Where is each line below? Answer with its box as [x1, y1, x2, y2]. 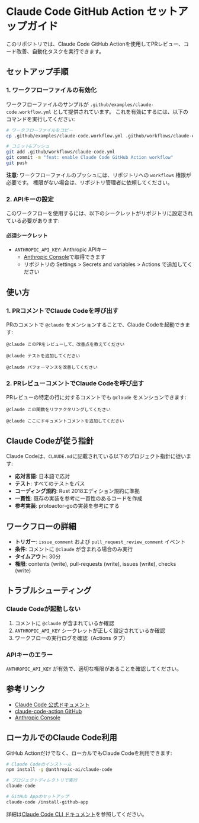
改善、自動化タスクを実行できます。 [16, 47, 105, 55]
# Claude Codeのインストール [6, 761, 72, 767]
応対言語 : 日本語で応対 [14, 473, 70, 480]
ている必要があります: [6, 217, 60, 225]
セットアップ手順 [6, 67, 69, 77]
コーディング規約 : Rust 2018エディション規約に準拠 [14, 488, 140, 495]
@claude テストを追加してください [6, 353, 81, 359]
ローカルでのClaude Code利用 [6, 732, 117, 743]
